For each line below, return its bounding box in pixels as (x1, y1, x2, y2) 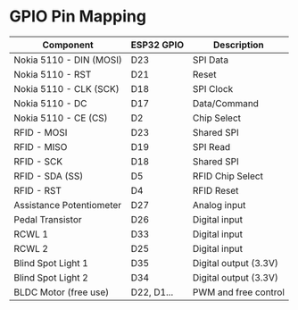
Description (212, 38, 265, 51)
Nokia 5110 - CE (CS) (13, 112, 109, 124)
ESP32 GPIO (130, 38, 185, 51)
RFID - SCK (13, 155, 63, 167)
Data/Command (192, 96, 259, 109)
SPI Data (192, 54, 229, 66)
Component (42, 38, 94, 51)
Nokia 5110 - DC (13, 96, 87, 109)
